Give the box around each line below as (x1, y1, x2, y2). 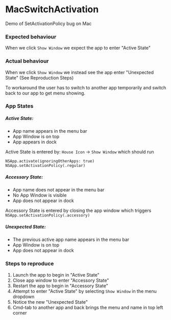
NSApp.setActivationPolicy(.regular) (5, 163, 86, 168)
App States (5, 103, 34, 110)
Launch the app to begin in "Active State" (12, 272, 100, 278)
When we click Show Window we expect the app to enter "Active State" (5, 45, 151, 51)
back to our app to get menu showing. (5, 90, 86, 96)
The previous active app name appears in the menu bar (12, 236, 130, 243)
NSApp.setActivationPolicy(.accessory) (5, 213, 90, 218)
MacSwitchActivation (5, 4, 99, 15)
